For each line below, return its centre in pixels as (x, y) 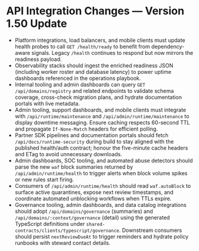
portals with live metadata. (47, 103)
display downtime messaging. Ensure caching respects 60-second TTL (102, 122)
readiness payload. (38, 59)
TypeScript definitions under (50, 224)
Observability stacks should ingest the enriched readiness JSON (94, 65)
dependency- (168, 47)
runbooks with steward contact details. (63, 243)
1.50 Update (37, 24)
